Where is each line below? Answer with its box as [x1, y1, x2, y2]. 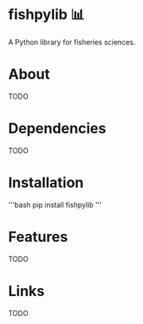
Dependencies [8, 119, 106, 138]
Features [8, 228, 68, 246]
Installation [8, 174, 84, 191]
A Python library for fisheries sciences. [8, 37, 136, 47]
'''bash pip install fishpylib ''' [8, 200, 102, 209]
